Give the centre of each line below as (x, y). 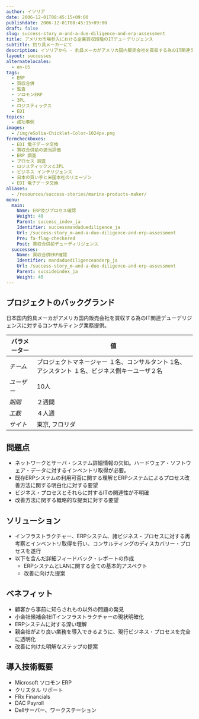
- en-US (21, 67)
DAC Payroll (29, 703)
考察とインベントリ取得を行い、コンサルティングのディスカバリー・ (97, 544)
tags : (13, 73)
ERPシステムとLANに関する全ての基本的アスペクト (85, 566)
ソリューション (33, 521)
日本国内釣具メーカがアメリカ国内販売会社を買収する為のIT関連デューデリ (97, 318)
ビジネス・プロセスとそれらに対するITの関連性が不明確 (82, 493)
